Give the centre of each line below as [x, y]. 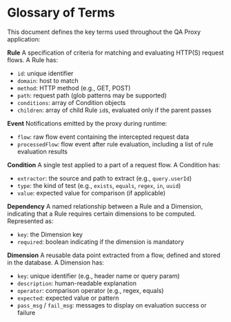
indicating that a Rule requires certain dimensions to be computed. [102, 214]
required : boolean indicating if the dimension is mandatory [100, 241]
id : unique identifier [45, 73]
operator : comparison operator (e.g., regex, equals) [90, 290]
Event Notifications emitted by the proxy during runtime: [87, 123]
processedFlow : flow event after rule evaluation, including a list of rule [115, 144]
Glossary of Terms [61, 13]
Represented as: [30, 221]
